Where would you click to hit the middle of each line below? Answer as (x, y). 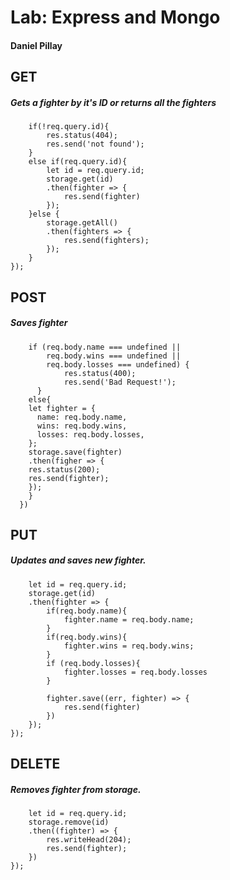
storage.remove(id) (69, 822)
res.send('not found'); (95, 144)
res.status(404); (82, 136)
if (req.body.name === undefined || (105, 347)
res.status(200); (64, 469)
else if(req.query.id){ (78, 162)
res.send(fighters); (106, 241)
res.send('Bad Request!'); (120, 382)
